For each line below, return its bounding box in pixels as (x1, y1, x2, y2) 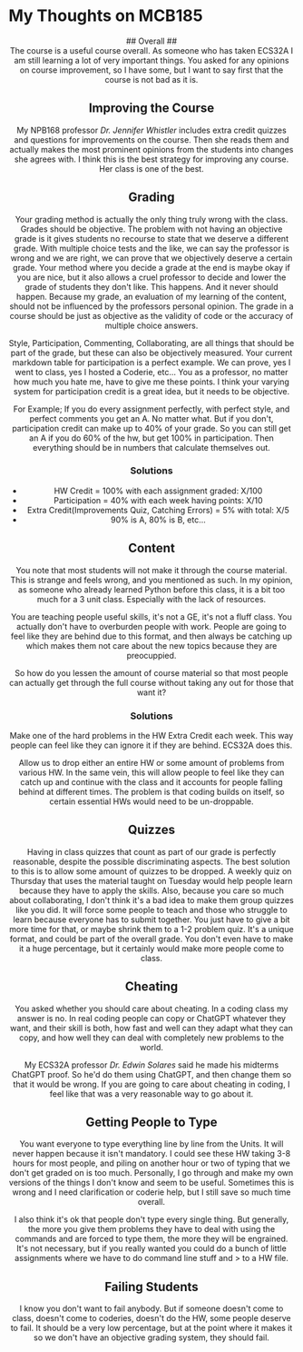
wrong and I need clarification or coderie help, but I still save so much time (12, 1187, 291, 1198)
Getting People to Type (84, 1114, 219, 1129)
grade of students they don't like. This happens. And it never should (24, 281, 279, 292)
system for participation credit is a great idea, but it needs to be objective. (13, 385, 290, 396)
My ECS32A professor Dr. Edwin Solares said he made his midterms (24, 1059, 279, 1070)
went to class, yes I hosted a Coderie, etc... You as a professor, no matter (15, 366, 288, 377)
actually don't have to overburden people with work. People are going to (16, 621, 287, 631)
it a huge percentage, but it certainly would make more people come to (18, 942, 285, 954)
